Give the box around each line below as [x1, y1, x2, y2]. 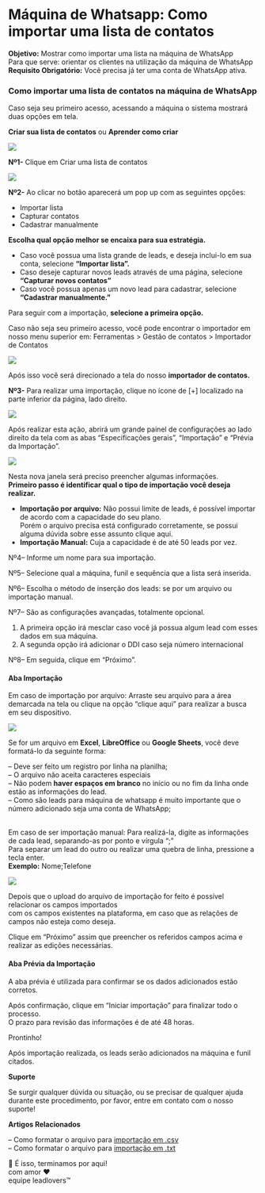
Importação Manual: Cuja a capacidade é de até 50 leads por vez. [19, 538, 237, 547]
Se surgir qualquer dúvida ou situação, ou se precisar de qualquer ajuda [8, 1087, 244, 1096]
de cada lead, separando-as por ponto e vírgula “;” [8, 836, 174, 846]
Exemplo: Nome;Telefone [8, 861, 92, 871]
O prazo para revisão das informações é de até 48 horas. [8, 1017, 195, 1026]
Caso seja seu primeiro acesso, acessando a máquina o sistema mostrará [8, 103, 248, 113]
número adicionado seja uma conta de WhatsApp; [8, 804, 172, 814]
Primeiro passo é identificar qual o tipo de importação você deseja [8, 480, 231, 489]
